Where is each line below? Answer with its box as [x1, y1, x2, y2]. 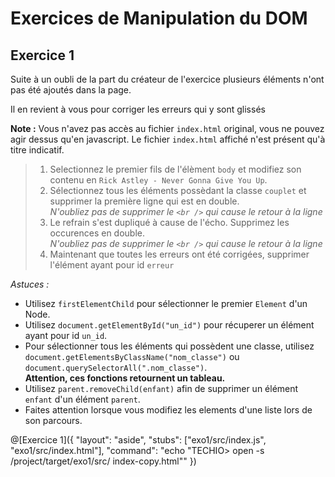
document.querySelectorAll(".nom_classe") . [24, 362, 208, 373]
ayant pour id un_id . [24, 330, 108, 341]
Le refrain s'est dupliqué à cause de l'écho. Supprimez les [49, 217, 290, 228]
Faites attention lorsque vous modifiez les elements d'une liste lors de [24, 404, 313, 416]
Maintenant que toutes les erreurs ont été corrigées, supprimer [49, 248, 310, 260]
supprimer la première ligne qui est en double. [49, 195, 240, 207]
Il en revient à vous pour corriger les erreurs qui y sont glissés [10, 103, 266, 115]
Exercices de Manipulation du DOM [10, 7, 308, 30]
